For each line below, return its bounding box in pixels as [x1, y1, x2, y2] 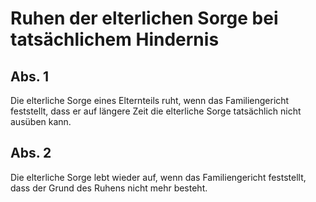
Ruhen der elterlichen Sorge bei [10, 7, 279, 30]
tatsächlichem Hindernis [10, 28, 220, 51]
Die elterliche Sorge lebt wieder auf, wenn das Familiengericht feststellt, [10, 171, 307, 183]
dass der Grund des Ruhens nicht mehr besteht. [10, 182, 208, 194]
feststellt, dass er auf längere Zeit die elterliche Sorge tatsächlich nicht [10, 105, 302, 117]
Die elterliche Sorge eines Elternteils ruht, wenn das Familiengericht [10, 95, 290, 106]
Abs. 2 [10, 145, 52, 162]
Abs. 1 [10, 68, 50, 85]
